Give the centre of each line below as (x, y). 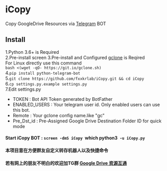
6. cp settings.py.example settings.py (46, 83)
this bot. (21, 110)
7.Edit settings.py (23, 89)
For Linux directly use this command (43, 63)
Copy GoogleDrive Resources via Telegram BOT (56, 24)
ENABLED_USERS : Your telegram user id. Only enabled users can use (86, 104)
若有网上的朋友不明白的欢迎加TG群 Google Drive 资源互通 (66, 163)
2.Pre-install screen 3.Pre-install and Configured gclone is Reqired (75, 57)
